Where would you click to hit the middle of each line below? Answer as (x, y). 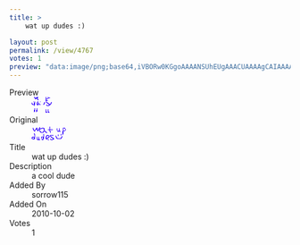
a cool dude (54, 176)
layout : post (33, 42)
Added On (28, 204)
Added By (28, 185)
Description (30, 166)
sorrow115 (50, 194)
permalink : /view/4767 (51, 50)
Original (24, 120)
